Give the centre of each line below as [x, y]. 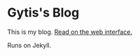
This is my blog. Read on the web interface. [70, 32]
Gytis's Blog [43, 13]
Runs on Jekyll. [29, 45]
